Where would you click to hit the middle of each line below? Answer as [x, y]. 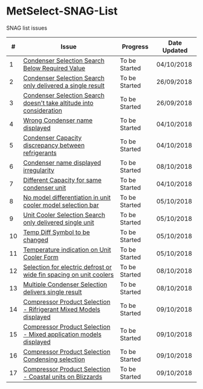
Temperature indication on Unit [67, 249]
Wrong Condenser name [58, 120]
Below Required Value [54, 68]
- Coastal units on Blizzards [63, 376]
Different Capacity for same [62, 180]
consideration [43, 110]
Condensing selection [54, 359]
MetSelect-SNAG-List [62, 11]
